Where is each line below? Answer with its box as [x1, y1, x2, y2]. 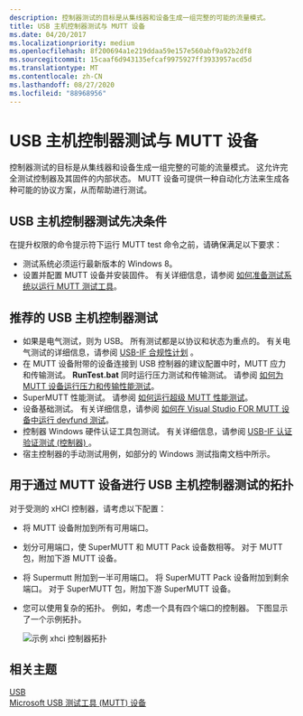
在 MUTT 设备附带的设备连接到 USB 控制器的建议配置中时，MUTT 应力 [22, 358, 287, 369]
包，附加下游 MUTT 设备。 [22, 553, 122, 563]
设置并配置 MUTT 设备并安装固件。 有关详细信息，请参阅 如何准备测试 [22, 270, 284, 281]
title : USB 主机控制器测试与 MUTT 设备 [9, 22, 146, 31]
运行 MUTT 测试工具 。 [38, 281, 122, 292]
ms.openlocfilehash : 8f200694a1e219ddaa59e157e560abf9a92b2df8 [9, 47, 252, 56]
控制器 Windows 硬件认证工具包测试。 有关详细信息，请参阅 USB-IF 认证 [22, 426, 293, 437]
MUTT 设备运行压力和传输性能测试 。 [22, 381, 160, 392]
